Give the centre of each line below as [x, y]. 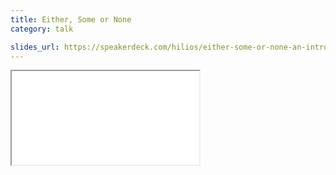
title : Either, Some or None [71, 19]
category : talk [42, 29]
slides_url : [35, 47]
